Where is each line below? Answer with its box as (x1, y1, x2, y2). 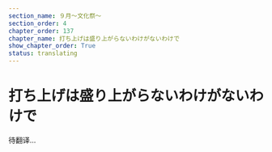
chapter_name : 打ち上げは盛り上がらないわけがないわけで (8, 34, 181, 43)
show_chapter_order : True (8, 42, 96, 50)
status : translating (8, 49, 79, 57)
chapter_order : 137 (8, 27, 74, 35)
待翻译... (8, 135, 36, 145)
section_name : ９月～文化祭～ (8, 11, 102, 20)
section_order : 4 (8, 19, 67, 27)
